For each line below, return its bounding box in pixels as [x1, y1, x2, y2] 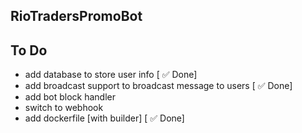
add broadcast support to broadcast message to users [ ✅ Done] [24, 80, 293, 92]
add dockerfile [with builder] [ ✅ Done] [24, 112, 185, 124]
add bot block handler [24, 91, 117, 103]
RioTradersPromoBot [10, 8, 143, 25]
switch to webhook [24, 102, 104, 114]
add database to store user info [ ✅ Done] [24, 69, 198, 81]
